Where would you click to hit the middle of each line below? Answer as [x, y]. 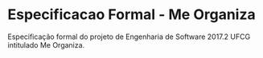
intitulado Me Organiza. [46, 44]
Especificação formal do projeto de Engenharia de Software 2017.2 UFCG [129, 37]
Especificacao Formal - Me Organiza [131, 15]
